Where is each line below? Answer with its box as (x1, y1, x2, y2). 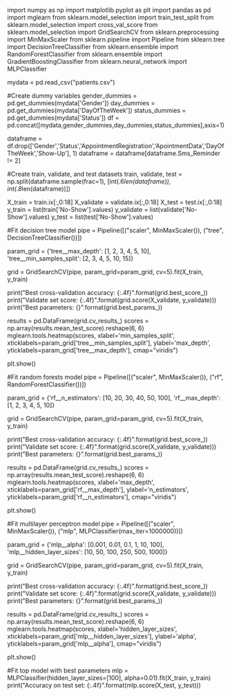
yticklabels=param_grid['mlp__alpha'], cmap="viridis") (7, 640, 162, 648)
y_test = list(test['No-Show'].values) (51, 213, 154, 221)
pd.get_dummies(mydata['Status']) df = (7, 114, 119, 122)
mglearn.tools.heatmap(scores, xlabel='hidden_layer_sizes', (7, 625, 177, 633)
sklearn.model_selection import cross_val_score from (7, 21, 158, 28)
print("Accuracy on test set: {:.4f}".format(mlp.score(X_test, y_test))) (7, 681, 202, 689)
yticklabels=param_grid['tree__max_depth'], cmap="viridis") (7, 346, 178, 354)
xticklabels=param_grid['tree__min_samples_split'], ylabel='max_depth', (7, 339, 211, 347)
